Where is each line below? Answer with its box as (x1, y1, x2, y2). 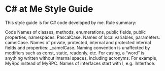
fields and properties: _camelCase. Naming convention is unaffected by (5, 45, 150, 50)
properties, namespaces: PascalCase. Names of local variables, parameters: (5, 34, 160, 40)
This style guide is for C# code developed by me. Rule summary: (5, 20, 136, 25)
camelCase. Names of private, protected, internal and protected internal (5, 39, 151, 45)
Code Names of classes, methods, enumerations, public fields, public (5, 29, 146, 35)
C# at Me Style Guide (5, 3, 94, 15)
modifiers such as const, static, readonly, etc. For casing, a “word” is (5, 50, 145, 56)
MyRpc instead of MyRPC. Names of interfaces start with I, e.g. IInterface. (5, 60, 156, 66)
